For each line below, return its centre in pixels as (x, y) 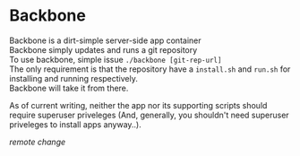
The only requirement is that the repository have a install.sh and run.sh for (150, 69)
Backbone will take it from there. (69, 88)
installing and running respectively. (74, 78)
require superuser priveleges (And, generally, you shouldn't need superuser (149, 115)
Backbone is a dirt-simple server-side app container (105, 40)
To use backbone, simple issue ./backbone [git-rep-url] (116, 59)
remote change (38, 142)
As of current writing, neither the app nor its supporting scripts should (138, 105)
